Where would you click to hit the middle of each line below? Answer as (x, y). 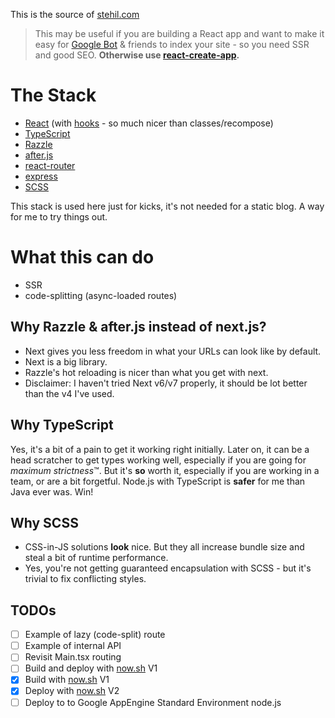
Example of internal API (73, 646)
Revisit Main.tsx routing (73, 657)
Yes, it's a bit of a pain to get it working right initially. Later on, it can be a (160, 449)
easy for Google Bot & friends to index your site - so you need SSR (172, 44)
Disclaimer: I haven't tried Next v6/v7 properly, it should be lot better (166, 383)
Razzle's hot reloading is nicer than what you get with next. (146, 372)
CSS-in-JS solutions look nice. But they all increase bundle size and (164, 547)
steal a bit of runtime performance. (96, 558)
